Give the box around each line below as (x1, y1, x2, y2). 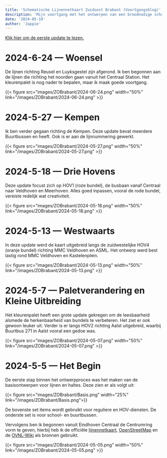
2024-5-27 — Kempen (5, 112, 100, 123)
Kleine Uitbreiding (5, 296, 82, 307)
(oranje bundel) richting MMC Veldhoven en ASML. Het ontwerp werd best (5, 247, 158, 253)
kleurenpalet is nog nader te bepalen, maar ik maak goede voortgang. (5, 79, 148, 85)
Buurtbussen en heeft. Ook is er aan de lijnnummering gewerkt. (5, 134, 135, 140)
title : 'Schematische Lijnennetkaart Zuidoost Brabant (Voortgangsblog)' (5, 7, 162, 12)
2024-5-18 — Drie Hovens (5, 166, 116, 177)
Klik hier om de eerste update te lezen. (5, 35, 84, 41)
